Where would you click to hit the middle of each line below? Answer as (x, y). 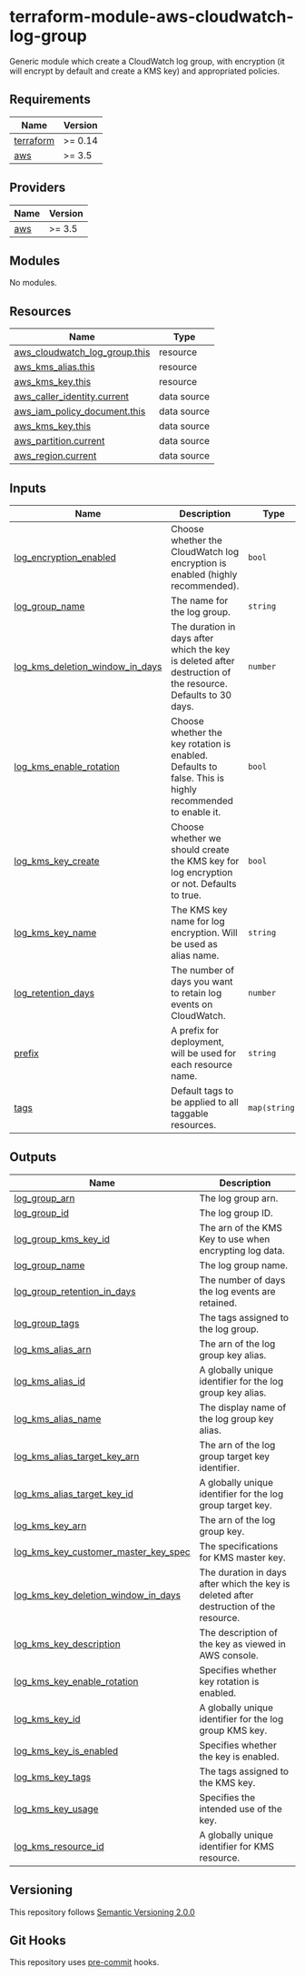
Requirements (50, 100)
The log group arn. (239, 1198)
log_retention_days (54, 993)
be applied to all (205, 1102)
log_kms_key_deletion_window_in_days (98, 1595)
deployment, (197, 1042)
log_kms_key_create (57, 861)
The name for (200, 600)
